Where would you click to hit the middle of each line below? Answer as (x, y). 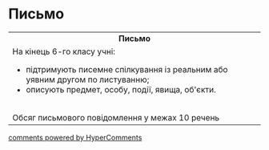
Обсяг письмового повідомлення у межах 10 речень (116, 117)
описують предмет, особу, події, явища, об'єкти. (121, 89)
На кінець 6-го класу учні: (64, 51)
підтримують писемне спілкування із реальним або (127, 69)
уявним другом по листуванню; (88, 79)
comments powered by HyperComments (75, 137)
